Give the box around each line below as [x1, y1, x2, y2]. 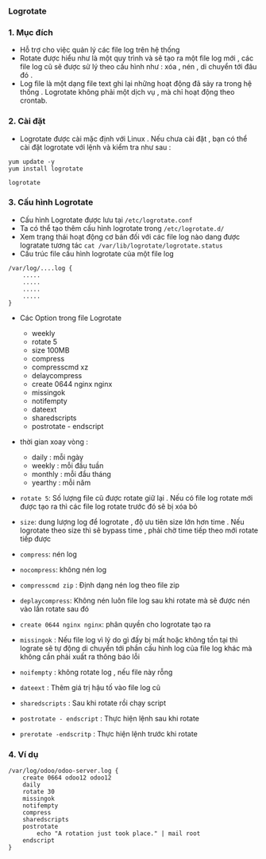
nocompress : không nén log [19, 564, 107, 574]
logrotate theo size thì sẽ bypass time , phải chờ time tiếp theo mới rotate [19, 525, 259, 535]
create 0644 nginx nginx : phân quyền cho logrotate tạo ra [19, 619, 211, 629]
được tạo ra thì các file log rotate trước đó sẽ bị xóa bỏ [19, 502, 198, 511]
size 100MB [31, 345, 70, 355]
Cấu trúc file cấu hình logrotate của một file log [19, 248, 175, 258]
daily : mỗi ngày [31, 452, 84, 462]
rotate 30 [22, 788, 56, 796]
